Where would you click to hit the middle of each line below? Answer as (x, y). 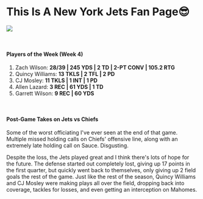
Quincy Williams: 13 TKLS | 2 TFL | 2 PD (65, 74)
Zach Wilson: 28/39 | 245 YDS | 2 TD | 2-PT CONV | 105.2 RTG (95, 68)
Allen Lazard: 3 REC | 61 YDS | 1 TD (59, 87)
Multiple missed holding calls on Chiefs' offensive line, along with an (92, 139)
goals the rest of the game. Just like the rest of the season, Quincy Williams (101, 177)
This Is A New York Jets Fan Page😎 (98, 12)
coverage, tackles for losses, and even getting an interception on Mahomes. (102, 190)
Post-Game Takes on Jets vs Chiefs (52, 119)
